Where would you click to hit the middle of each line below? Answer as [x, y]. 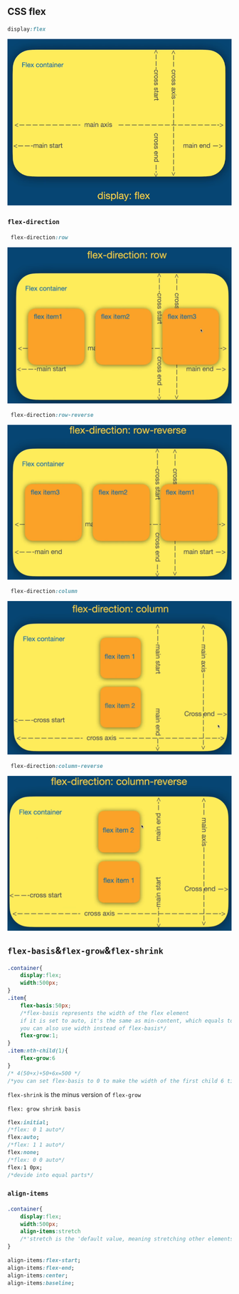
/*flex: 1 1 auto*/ [36, 1145]
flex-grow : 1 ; [39, 1036]
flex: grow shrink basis [44, 1109]
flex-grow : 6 [38, 1058]
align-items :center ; [38, 1275]
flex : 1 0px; [25, 1167]
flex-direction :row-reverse [52, 415]
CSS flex [27, 12]
